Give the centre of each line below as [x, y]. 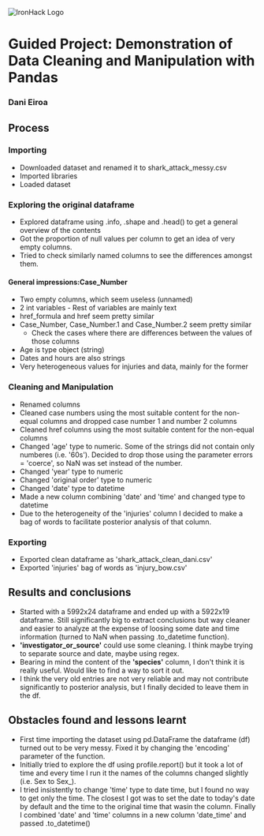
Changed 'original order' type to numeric [86, 480]
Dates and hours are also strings [72, 358]
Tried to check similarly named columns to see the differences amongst [136, 256]
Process [29, 127]
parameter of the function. [62, 756]
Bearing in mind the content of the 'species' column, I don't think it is [132, 662]
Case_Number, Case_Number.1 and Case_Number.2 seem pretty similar [136, 324]
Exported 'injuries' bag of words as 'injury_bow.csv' [103, 568]
